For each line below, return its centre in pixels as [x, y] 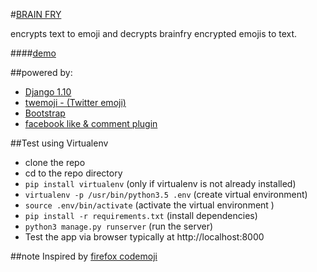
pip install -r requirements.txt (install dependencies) [141, 215]
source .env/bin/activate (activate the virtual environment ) [149, 205]
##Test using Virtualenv [59, 143]
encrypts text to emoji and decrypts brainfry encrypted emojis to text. [154, 33]
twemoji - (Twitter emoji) [75, 102]
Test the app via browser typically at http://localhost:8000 [144, 237]
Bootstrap [45, 113]
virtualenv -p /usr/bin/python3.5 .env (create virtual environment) [166, 194]
